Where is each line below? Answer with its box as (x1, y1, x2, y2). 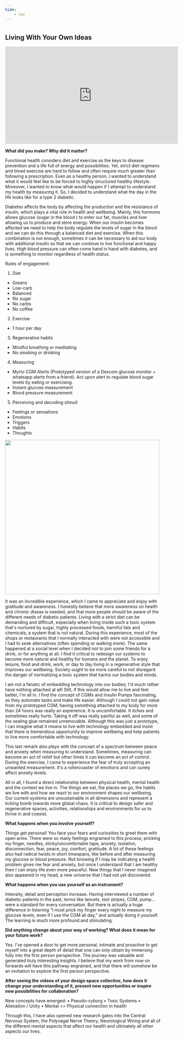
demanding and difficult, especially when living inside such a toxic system (5, 619, 156, 625)
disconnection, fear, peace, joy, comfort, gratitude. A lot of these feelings (5, 846, 154, 852)
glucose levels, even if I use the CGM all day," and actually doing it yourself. (5, 912, 159, 918)
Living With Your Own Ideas (5, 33, 92, 42)
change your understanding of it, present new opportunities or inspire (5, 983, 152, 989)
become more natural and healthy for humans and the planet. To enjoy (5, 656, 148, 662)
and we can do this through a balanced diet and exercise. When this (5, 230, 144, 236)
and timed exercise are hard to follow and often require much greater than (5, 168, 155, 174)
